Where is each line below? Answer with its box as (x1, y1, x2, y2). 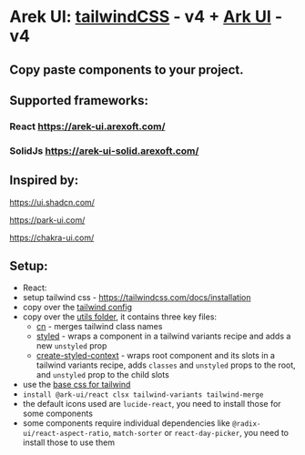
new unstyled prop (36, 340, 107, 351)
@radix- (231, 420, 261, 429)
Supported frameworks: (9, 93, 148, 108)
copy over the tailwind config (22, 302, 133, 313)
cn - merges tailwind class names (36, 321, 163, 332)
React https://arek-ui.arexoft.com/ (9, 120, 166, 133)
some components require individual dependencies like (22, 418, 230, 429)
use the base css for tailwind (22, 379, 131, 390)
